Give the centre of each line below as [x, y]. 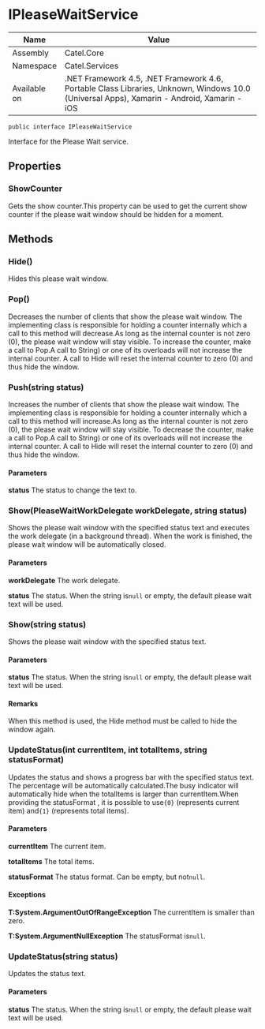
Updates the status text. [47, 974]
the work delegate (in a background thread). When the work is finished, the [130, 536]
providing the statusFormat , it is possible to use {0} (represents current [124, 802]
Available [29, 88]
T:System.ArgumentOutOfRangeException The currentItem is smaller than [131, 912]
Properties [35, 166]
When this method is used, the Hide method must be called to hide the [123, 721]
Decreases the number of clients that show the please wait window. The [125, 316]
